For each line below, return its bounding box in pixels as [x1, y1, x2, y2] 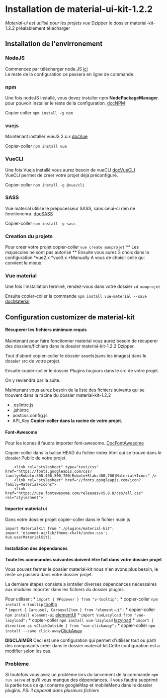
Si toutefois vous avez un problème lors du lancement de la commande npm [5, 671, 159, 677]
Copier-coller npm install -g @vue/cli [5, 181, 85, 187]
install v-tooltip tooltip [5, 601, 58, 607]
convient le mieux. [5, 260, 43, 266]
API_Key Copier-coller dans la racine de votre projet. [12, 418, 123, 424]
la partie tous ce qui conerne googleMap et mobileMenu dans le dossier [5, 682, 153, 688]
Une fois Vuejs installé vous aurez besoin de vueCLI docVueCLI [5, 167, 135, 173]
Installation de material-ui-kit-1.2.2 [5, 3, 153, 15]
